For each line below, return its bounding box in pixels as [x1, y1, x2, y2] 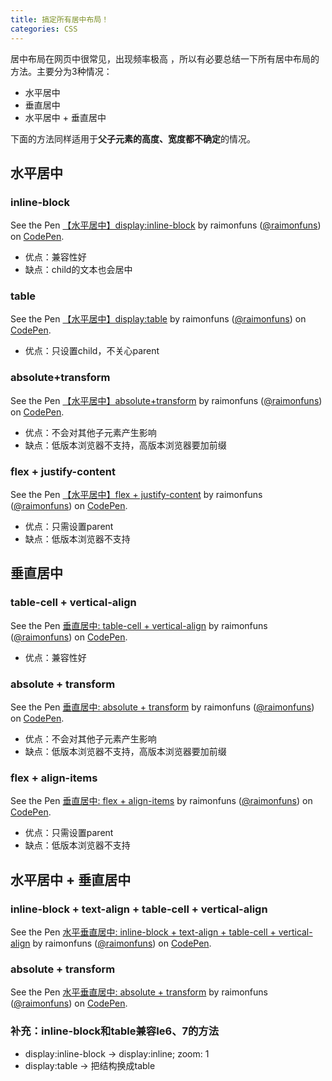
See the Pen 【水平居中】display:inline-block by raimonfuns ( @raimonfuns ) [10, 219, 322, 231]
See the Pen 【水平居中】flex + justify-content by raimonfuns [10, 489, 263, 501]
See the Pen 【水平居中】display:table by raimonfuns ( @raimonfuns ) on [10, 313, 307, 325]
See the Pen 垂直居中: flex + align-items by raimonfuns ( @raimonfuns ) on [10, 795, 313, 807]
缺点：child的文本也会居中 [24, 264, 133, 276]
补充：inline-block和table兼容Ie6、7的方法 [10, 1024, 220, 1038]
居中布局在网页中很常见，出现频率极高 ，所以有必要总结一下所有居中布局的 [10, 52, 320, 65]
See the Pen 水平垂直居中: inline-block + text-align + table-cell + [10, 926, 277, 938]
